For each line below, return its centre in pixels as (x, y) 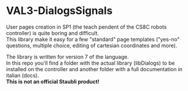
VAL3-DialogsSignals (59, 11)
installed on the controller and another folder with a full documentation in (94, 69)
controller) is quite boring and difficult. (53, 33)
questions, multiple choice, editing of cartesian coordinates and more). (92, 45)
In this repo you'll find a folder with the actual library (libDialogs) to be (90, 63)
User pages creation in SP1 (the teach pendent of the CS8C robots (86, 27)
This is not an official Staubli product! (53, 81)
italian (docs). (23, 75)
